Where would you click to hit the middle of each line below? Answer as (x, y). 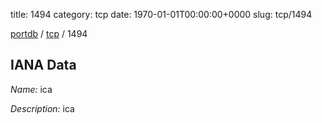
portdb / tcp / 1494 (49, 33)
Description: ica (42, 108)
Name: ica (31, 89)
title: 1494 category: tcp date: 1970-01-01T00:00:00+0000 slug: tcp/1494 (161, 14)
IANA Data (43, 65)
